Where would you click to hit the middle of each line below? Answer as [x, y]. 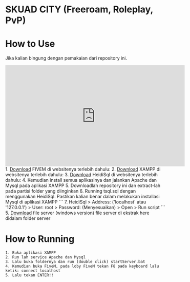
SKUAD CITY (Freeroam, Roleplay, [79, 10]
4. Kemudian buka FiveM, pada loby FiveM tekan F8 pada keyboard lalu [82, 266]
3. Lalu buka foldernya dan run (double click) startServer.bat [75, 262]
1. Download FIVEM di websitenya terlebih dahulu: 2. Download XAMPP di [83, 169]
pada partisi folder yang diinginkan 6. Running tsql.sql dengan [71, 191]
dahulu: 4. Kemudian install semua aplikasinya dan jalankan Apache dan [81, 180]
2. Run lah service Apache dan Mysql [46, 257]
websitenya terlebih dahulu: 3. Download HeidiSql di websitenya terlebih [81, 175]
